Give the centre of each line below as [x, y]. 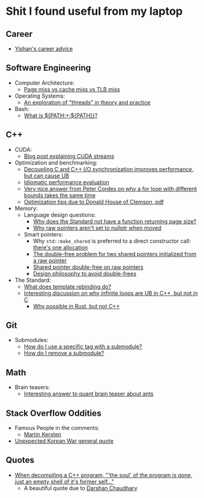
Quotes [20, 460]
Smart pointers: [43, 234]
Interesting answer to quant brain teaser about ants [89, 394]
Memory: [26, 208]
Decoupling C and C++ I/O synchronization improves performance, [109, 169]
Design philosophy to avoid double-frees [84, 273]
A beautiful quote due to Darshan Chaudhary [80, 488]
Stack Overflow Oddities [54, 413]
